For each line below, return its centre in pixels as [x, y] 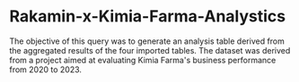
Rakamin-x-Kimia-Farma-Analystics [147, 16]
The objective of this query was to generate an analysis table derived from [147, 41]
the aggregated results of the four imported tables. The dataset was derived [150, 50]
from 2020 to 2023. [46, 70]
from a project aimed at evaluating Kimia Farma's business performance [143, 60]
